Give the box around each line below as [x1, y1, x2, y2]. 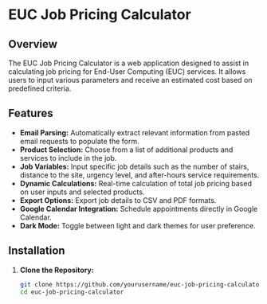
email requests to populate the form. [19, 136, 139, 146]
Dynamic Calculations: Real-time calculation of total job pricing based [19, 178, 253, 188]
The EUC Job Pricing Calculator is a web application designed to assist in [8, 58, 249, 68]
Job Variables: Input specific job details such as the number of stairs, [19, 162, 249, 171]
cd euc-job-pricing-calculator [19, 288, 124, 296]
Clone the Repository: [19, 265, 94, 275]
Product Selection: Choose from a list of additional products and [19, 145, 234, 154]
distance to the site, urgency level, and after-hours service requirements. [19, 170, 260, 180]
